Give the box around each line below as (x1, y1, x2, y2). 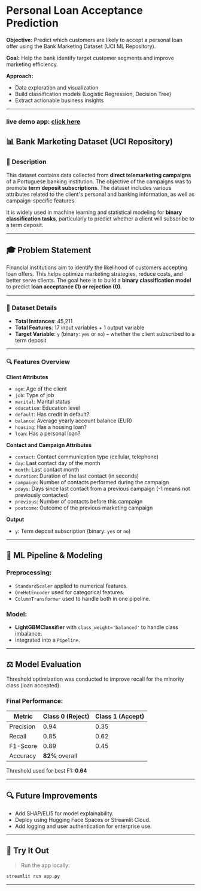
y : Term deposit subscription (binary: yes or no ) (14, 527, 131, 535)
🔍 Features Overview (6, 357, 70, 366)
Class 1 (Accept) (95, 713, 145, 721)
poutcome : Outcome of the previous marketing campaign (14, 504, 153, 511)
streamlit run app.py (6, 873, 60, 879)
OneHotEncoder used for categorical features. (14, 588, 124, 595)
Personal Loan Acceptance (6, 4, 144, 17)
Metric (13, 713, 33, 721)
